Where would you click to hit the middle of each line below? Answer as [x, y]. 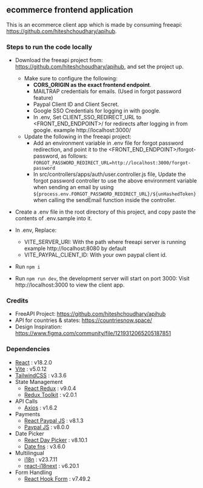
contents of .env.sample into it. [54, 218]
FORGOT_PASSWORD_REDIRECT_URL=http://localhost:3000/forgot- [112, 163]
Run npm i [28, 267]
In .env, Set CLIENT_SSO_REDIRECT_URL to [87, 117]
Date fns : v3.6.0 [45, 446]
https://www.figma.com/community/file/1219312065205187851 [93, 333]
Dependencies [28, 349]
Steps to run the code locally [49, 47]
